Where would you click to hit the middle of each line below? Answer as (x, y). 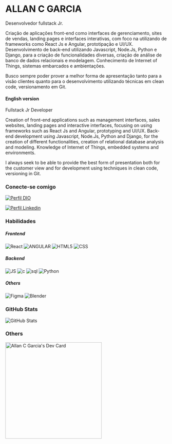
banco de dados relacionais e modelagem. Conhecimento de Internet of (81, 60)
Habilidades (21, 221)
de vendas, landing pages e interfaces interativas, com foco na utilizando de (86, 39)
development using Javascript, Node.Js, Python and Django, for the (86, 136)
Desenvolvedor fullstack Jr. (34, 23)
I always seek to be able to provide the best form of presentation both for (83, 163)
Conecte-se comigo (31, 187)
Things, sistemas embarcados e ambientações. (55, 66)
